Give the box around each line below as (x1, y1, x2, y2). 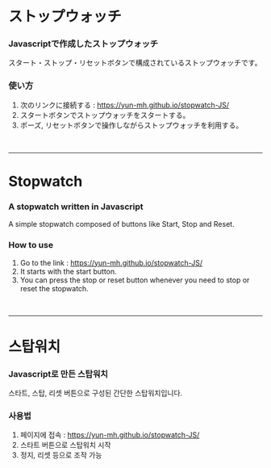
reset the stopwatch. (19, 283, 89, 293)
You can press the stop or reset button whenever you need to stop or (19, 275, 250, 285)
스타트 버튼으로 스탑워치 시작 (19, 441, 111, 450)
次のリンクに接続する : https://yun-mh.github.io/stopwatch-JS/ (19, 100, 230, 110)
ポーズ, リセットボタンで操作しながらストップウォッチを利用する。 (19, 120, 244, 130)
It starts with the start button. (19, 266, 117, 276)
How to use (8, 240, 54, 251)
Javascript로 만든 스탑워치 (8, 368, 109, 379)
